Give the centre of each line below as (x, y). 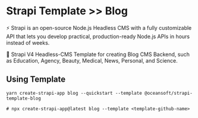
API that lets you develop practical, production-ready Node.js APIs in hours (98, 36)
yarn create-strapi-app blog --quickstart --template (74, 93)
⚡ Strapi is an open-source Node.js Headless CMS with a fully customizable (99, 27)
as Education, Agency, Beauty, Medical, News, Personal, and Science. (92, 60)
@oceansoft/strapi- (169, 93)
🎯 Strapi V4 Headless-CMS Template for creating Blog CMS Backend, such (98, 54)
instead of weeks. (28, 42)
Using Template (36, 80)
